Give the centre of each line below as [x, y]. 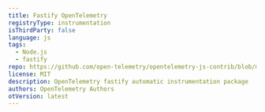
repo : [17, 67]
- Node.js [31, 52]
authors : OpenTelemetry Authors [61, 89]
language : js [30, 37]
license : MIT [30, 74]
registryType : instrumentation [60, 23]
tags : [17, 45]
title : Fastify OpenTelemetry [58, 15]
